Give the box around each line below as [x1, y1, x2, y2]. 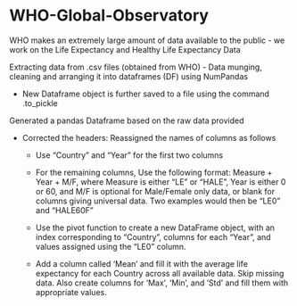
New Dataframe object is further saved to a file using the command [21, 88, 270, 99]
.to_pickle [21, 97, 58, 108]
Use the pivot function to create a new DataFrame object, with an [35, 222, 275, 233]
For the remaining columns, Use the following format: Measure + [35, 167, 273, 178]
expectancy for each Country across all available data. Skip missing [35, 268, 285, 278]
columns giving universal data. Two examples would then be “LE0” [35, 195, 281, 206]
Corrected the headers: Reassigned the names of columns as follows [21, 132, 276, 143]
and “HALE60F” [35, 204, 94, 215]
